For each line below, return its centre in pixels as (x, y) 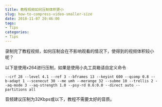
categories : (17, 32)
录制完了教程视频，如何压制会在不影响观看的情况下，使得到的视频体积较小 (80, 51)
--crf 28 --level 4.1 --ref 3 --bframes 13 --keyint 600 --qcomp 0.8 (77, 77)
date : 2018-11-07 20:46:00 (32, 18)
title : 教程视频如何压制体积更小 (35, 9)
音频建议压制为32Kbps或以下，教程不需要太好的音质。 (60, 99)
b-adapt (13, 81)
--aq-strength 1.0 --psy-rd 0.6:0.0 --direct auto (81, 85)
